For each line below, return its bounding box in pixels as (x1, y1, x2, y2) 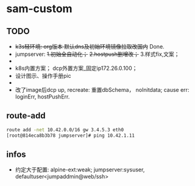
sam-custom (6, 2, 73, 16)
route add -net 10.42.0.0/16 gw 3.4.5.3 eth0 (6, 126, 124, 133)
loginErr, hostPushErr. (15, 93, 70, 100)
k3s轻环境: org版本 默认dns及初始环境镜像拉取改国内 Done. (15, 43, 165, 50)
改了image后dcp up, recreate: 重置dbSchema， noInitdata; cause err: (15, 86, 190, 93)
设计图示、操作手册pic (15, 72, 71, 79)
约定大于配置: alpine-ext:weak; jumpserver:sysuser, (15, 166, 145, 173)
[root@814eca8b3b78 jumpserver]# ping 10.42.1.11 (6, 133, 135, 139)
